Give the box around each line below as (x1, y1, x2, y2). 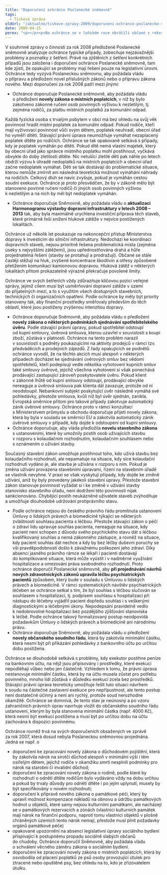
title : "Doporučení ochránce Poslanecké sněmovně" (5, 7, 112, 12)
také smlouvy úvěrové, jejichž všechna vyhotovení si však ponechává (12, 367, 155, 373)
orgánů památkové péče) (12, 823, 64, 829)
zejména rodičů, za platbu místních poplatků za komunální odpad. (12, 107, 147, 113)
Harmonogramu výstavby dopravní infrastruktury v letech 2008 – (12, 205, 151, 211)
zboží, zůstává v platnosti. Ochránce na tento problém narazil (12, 335, 138, 341)
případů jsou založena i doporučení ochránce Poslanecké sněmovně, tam (5, 60, 156, 66)
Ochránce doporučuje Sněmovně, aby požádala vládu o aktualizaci (12, 200, 151, 206)
